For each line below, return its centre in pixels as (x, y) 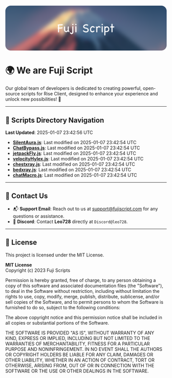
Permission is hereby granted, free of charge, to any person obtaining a (81, 280)
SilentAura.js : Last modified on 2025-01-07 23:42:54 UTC (74, 143)
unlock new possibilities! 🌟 (33, 99)
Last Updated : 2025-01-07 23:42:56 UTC (49, 133)
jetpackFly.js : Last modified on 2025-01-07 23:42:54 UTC (74, 153)
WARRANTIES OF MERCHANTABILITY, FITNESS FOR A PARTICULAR (78, 344)
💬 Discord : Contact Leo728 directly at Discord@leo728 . (70, 222)
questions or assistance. (39, 216)
